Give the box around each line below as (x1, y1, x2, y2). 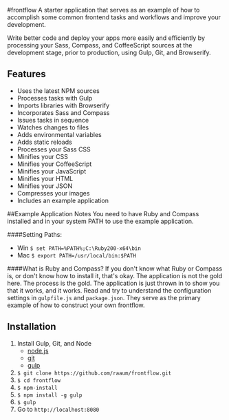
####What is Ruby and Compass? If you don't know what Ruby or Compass (7, 264, 222, 273)
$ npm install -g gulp (17, 392, 83, 399)
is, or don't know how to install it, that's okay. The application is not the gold (7, 271, 222, 280)
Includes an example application (17, 196, 109, 204)
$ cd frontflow (17, 377, 61, 384)
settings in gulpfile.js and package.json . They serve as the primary (7, 293, 201, 302)
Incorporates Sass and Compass (17, 108, 110, 116)
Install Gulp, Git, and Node (17, 339, 91, 347)
